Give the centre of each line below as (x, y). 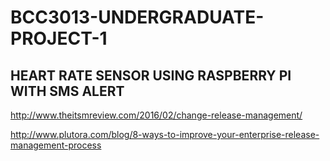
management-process (56, 145)
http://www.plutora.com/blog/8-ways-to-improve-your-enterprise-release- (165, 134)
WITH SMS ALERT (67, 91)
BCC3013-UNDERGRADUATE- (137, 17)
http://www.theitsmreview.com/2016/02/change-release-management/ (156, 115)
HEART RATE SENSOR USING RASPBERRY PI (151, 75)
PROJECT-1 (59, 38)
